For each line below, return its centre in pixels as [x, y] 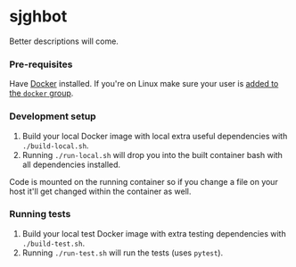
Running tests [40, 214]
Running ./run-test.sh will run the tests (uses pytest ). [123, 253]
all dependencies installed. [71, 164]
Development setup [53, 116]
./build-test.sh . [53, 243]
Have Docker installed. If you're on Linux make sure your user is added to [144, 84]
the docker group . [41, 93]
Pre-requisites [41, 64]
